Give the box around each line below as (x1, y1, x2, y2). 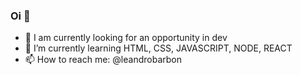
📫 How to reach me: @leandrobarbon (24, 54, 182, 66)
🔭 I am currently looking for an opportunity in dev (24, 32, 228, 44)
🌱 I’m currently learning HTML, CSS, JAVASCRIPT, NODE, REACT (24, 42, 293, 54)
